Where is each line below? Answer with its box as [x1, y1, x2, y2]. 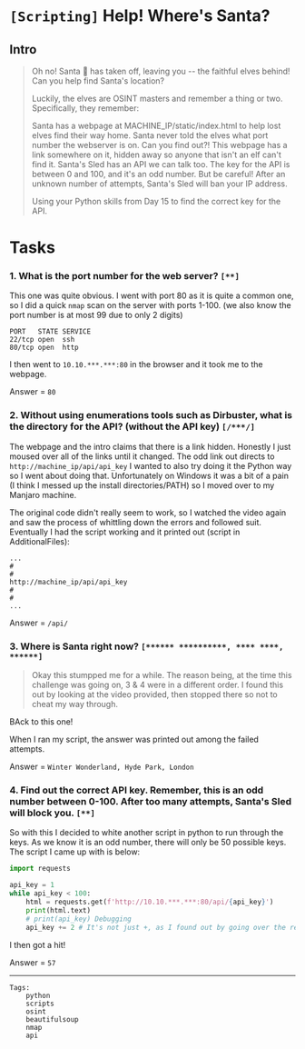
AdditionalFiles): [9, 535, 70, 546]
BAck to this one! [9, 716, 74, 727]
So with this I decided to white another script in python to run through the [9, 827, 284, 838]
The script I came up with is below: [9, 846, 141, 857]
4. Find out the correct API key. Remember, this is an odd [9, 784, 264, 796]
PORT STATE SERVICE [9, 327, 92, 336]
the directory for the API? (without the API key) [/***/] [9, 420, 256, 433]
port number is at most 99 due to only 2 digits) [9, 310, 183, 321]
